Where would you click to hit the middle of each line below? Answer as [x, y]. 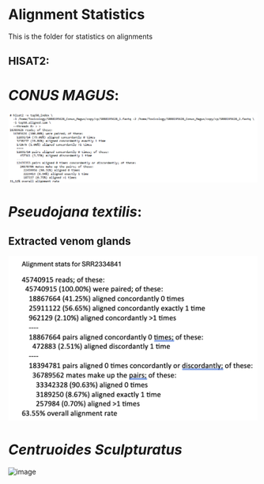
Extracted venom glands [70, 241]
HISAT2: [29, 61]
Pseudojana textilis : [75, 212]
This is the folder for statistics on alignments [80, 36]
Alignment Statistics [77, 15]
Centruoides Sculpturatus [96, 450]
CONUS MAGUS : [64, 95]
